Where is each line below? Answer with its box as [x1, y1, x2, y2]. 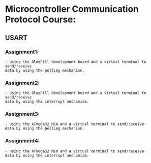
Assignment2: [5, 79, 40, 86]
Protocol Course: [5, 14, 76, 25]
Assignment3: [5, 111, 40, 118]
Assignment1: [5, 48, 39, 55]
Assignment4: [5, 137, 40, 144]
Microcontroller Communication [5, 3, 139, 15]
